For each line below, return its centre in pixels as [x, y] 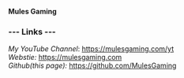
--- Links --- [32, 32]
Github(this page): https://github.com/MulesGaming [92, 65]
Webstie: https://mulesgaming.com [65, 58]
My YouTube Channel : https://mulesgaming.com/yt [91, 49]
